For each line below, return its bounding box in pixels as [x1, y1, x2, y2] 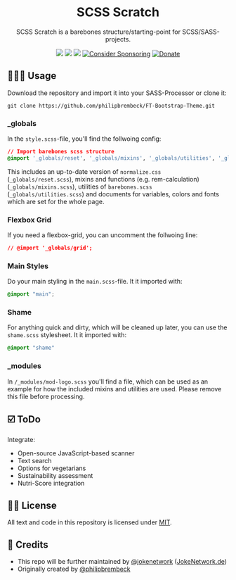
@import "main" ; [7, 291, 55, 298]
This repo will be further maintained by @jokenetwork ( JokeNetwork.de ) [17, 557, 227, 566]
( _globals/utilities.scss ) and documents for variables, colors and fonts [7, 189, 220, 198]
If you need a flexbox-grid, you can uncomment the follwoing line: [7, 231, 198, 239]
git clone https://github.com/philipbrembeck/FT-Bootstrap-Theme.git [7, 102, 216, 109]
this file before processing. [7, 392, 85, 401]
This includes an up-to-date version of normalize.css [7, 167, 162, 176]
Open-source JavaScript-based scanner [17, 449, 135, 458]
